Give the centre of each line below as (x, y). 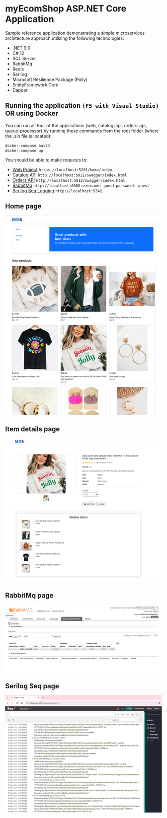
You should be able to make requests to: (46, 160)
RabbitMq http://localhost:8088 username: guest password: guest (81, 185)
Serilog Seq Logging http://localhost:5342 (57, 190)
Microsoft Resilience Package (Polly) (50, 79)
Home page (23, 206)
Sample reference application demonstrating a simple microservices (75, 33)
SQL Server (24, 58)
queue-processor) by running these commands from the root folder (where (82, 131)
